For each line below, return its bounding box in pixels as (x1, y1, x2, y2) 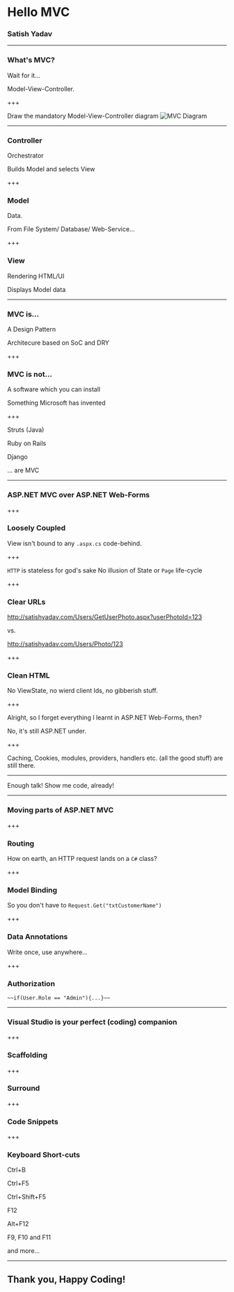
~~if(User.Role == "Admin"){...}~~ (7, 994, 111, 1002)
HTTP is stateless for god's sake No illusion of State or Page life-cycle (7, 566, 203, 575)
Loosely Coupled (7, 523, 66, 533)
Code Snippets (7, 1116, 58, 1126)
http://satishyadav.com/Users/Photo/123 (7, 640, 123, 648)
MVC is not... (7, 369, 52, 379)
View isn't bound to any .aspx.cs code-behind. (7, 539, 142, 547)
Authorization (7, 979, 56, 988)
